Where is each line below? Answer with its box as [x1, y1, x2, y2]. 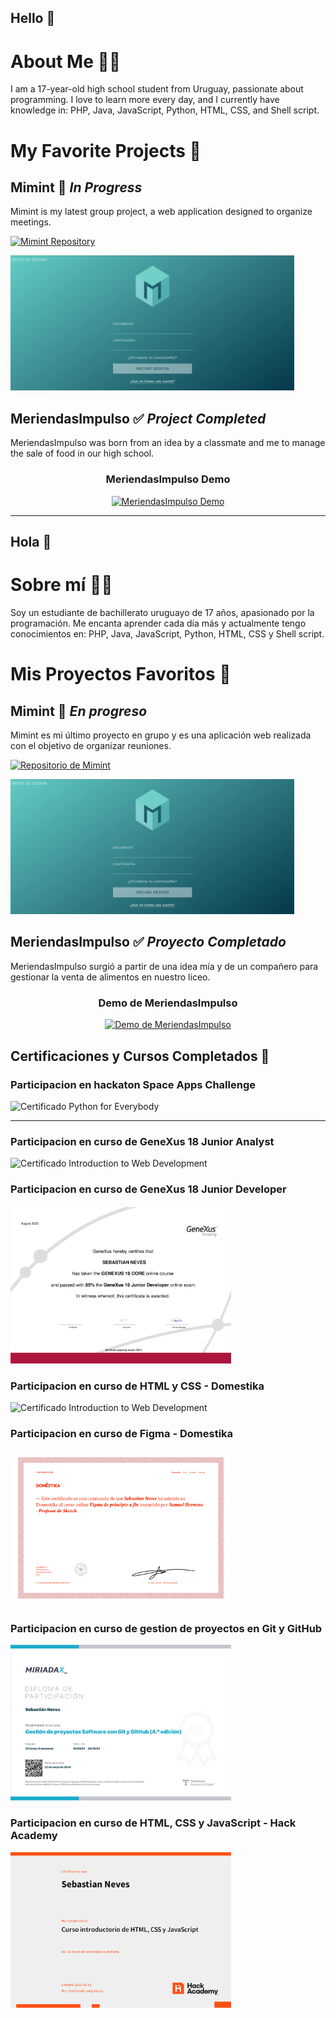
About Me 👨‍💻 [10, 50, 122, 73]
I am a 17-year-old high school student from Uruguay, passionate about [10, 83, 304, 95]
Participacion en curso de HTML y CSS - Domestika [10, 1379, 265, 1393]
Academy [10, 1829, 58, 1843]
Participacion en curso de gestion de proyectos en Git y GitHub [10, 1621, 323, 1635]
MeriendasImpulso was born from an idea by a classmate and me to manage [10, 437, 326, 449]
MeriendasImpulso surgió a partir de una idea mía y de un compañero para [10, 960, 319, 972]
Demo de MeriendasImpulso [98, 996, 238, 1010]
